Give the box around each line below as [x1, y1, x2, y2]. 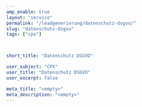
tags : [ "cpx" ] [6, 31, 42, 37]
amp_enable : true [6, 8, 50, 15]
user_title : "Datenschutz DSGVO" [6, 70, 91, 76]
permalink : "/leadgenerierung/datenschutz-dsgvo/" [6, 20, 137, 26]
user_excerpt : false [6, 75, 59, 81]
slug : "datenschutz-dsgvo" [6, 25, 74, 32]
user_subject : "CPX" [6, 64, 59, 70]
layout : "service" [6, 15, 53, 21]
